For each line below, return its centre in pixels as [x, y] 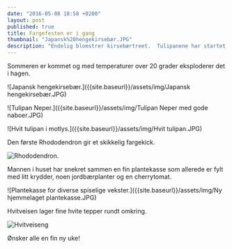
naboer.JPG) [25, 115]
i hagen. [19, 73]
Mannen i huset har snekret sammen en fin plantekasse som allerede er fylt [115, 169]
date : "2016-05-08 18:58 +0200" [54, 14]
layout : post [26, 20]
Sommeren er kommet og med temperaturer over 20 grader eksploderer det [116, 66]
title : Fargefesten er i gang [51, 33]
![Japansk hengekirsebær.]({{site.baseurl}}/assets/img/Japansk [99, 87]
